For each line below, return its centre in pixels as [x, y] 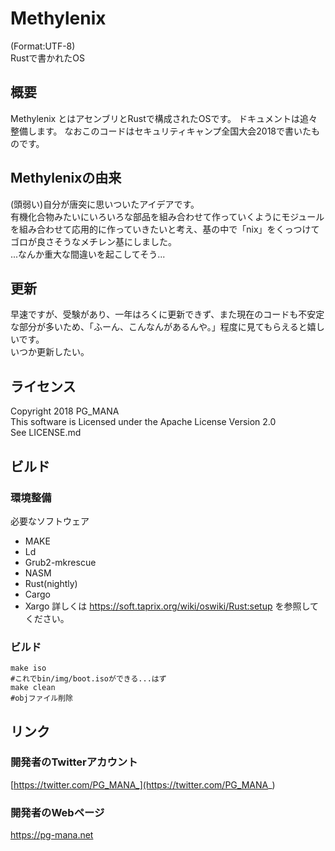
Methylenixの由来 [66, 178]
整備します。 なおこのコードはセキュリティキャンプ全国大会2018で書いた [161, 131]
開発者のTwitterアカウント [74, 762]
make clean [33, 688]
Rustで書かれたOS [47, 58]
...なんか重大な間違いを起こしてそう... [88, 254]
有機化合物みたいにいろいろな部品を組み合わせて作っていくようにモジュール [167, 216]
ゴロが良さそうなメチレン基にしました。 [93, 241]
